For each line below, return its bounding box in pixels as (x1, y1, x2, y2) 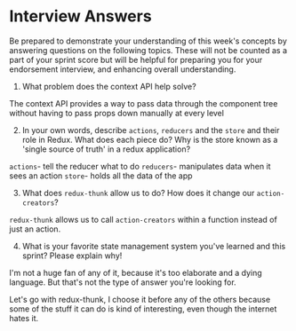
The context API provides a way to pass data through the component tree (9, 98, 278, 108)
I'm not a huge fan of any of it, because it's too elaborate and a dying (9, 267, 262, 278)
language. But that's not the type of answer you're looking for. (9, 277, 237, 288)
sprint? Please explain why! (21, 250, 123, 261)
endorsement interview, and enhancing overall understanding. (9, 64, 236, 75)
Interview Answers (9, 6, 153, 27)
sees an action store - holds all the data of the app (9, 170, 193, 181)
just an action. (9, 224, 61, 234)
